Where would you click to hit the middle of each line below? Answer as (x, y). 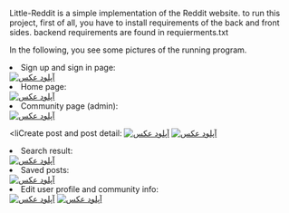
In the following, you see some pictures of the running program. (128, 50)
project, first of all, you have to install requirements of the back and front (144, 23)
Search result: (47, 150)
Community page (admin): (70, 106)
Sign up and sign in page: (68, 68)
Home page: (44, 87)
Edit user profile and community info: (90, 189)
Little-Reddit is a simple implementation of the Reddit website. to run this (145, 13)
